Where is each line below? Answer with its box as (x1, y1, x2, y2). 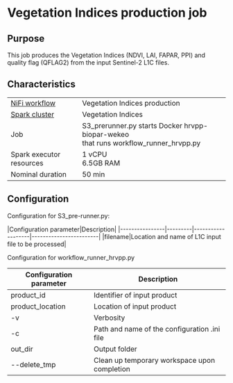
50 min (82, 169, 105, 179)
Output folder (93, 344, 137, 354)
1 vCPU (82, 149, 107, 159)
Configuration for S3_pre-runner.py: (7, 211, 110, 220)
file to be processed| (7, 240, 67, 248)
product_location (10, 301, 66, 311)
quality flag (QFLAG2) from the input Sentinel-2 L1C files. (7, 58, 170, 67)
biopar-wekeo (82, 129, 130, 139)
